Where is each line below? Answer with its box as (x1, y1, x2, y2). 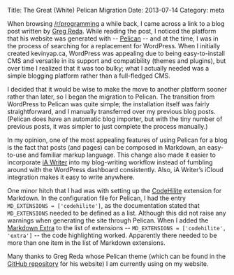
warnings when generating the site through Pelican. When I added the (7, 216, 209, 225)
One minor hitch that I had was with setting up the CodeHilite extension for (7, 187, 222, 195)
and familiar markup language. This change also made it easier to (27, 150, 217, 159)
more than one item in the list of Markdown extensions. (7, 239, 166, 247)
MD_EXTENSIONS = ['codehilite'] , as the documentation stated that (7, 202, 200, 209)
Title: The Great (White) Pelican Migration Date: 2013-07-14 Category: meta (7, 6, 225, 14)
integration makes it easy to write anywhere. (7, 173, 135, 181)
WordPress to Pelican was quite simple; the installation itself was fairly (7, 100, 210, 108)
